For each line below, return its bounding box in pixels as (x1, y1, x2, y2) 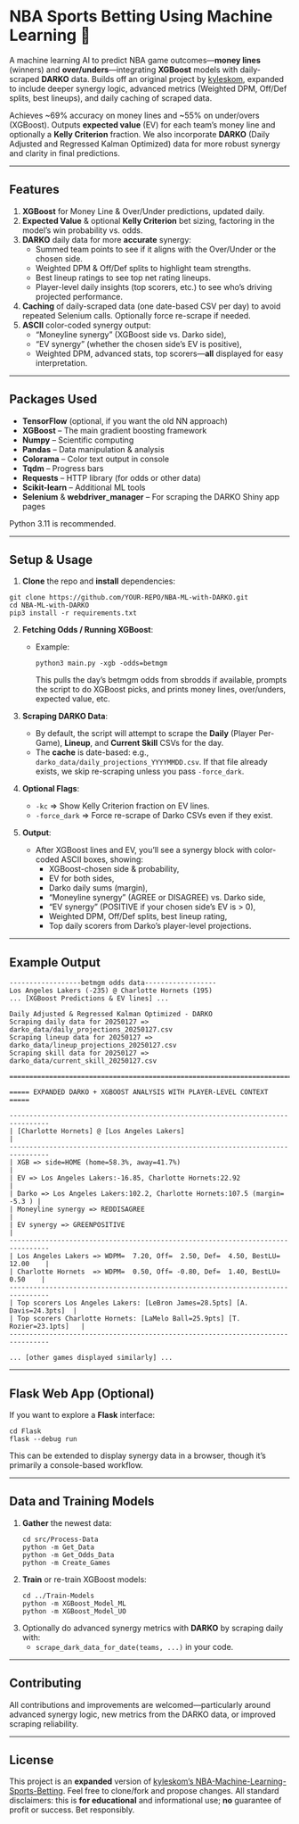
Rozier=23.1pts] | (9, 1322, 86, 1331)
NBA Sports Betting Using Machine (9, 6, 273, 27)
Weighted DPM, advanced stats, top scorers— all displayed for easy (35, 348, 284, 359)
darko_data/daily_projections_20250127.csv (9, 1025, 174, 1034)
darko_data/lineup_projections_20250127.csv (9, 1041, 177, 1050)
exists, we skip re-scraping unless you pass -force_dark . (35, 766, 245, 777)
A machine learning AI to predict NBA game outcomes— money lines (9, 54, 261, 65)
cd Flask (9, 1427, 42, 1436)
